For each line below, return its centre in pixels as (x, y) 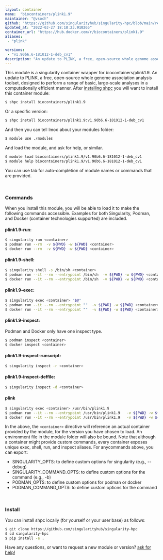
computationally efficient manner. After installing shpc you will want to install (81, 88)
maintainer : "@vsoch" (27, 18)
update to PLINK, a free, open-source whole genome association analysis (79, 78)
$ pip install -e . (25, 538)
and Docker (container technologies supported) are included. (66, 218)
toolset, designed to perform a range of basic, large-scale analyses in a (76, 83)
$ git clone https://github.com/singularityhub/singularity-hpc (71, 529)
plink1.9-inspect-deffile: (30, 377)
